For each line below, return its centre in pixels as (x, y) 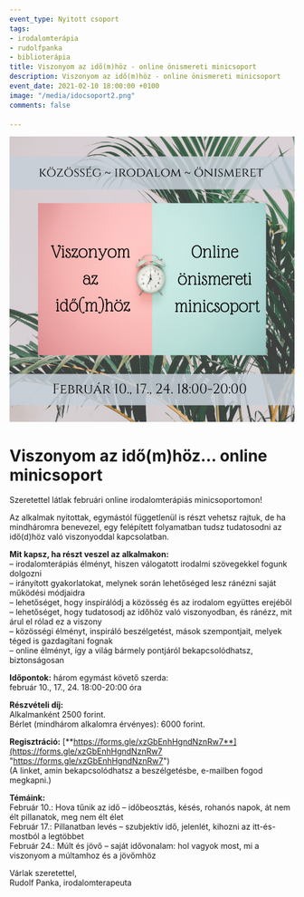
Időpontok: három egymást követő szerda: (89, 678)
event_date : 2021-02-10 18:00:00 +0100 (85, 86)
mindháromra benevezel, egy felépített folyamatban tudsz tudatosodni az (146, 527)
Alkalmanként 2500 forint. (57, 715)
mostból (24, 836)
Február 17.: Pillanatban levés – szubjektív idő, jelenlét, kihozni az (130, 827)
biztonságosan (37, 661)
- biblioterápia (40, 58)
